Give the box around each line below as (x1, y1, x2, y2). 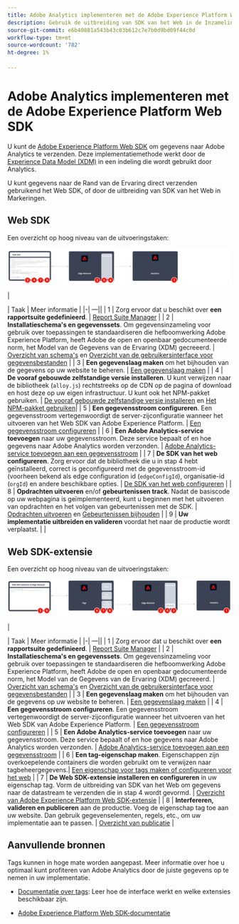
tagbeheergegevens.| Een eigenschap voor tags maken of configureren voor (7, 765, 232, 774)
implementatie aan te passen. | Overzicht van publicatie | (7, 818, 174, 827)
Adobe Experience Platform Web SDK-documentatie (17, 908, 171, 917)
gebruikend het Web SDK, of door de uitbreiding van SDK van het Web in (7, 186, 221, 195)
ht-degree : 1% (7, 49, 50, 56)
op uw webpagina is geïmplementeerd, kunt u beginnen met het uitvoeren (7, 495, 224, 503)
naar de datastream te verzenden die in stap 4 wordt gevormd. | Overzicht (7, 788, 225, 796)
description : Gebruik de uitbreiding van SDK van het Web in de (7, 19, 202, 26)
